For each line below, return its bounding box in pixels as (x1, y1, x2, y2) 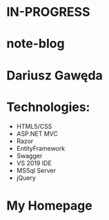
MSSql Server (16, 166, 56, 174)
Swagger (16, 152, 43, 160)
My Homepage (6, 198, 92, 213)
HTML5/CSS (16, 122, 52, 130)
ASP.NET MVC (16, 129, 58, 138)
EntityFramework (16, 144, 66, 152)
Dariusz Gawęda (6, 67, 103, 83)
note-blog (6, 36, 65, 52)
